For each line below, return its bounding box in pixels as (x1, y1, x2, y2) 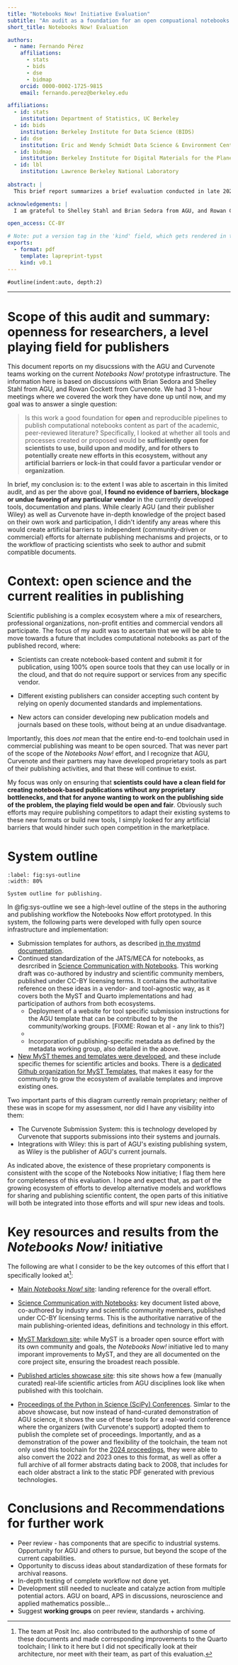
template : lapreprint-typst (20, 253, 103, 260)
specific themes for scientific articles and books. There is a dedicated (17, 1060, 222, 1068)
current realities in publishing (7, 588, 184, 604)
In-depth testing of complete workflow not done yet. (17, 1576, 171, 1585)
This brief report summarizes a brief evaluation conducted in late (13, 187, 220, 195)
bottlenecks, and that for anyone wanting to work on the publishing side (7, 793, 224, 802)
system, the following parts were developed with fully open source (7, 918, 202, 926)
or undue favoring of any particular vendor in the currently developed (7, 495, 214, 504)
